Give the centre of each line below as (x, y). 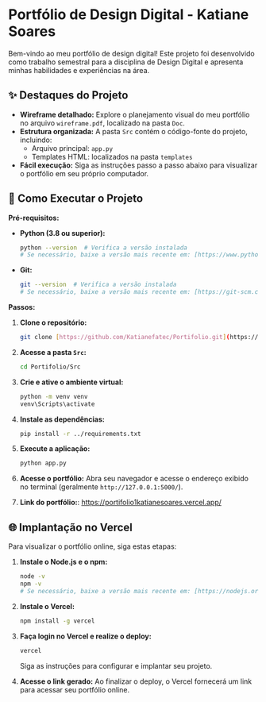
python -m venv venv (54, 396)
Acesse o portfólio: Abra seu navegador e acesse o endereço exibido (134, 479)
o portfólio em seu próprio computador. (84, 173)
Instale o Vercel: (47, 606)
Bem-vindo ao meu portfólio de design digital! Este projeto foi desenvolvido (132, 53)
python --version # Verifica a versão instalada (104, 248)
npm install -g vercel (57, 621)
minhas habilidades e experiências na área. (79, 70)
